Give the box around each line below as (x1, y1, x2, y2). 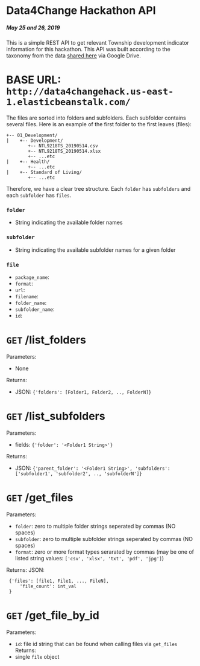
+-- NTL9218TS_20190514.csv (28, 143, 98, 149)
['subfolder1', (14, 470, 54, 477)
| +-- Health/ (6, 159, 50, 165)
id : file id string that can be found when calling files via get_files (14, 640, 178, 647)
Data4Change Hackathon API (6, 4, 156, 18)
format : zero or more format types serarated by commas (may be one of (14, 548, 195, 556)
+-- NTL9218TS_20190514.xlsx (28, 149, 101, 155)
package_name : (14, 273, 49, 281)
